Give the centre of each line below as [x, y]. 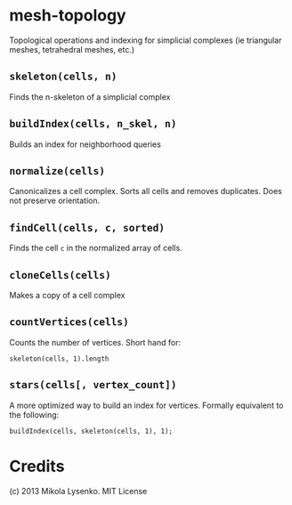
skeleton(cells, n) [63, 77]
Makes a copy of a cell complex [67, 295]
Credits [37, 466]
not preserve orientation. [55, 200]
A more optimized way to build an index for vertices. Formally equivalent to [146, 405]
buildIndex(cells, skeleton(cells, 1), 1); [91, 431]
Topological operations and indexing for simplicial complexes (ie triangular [146, 40]
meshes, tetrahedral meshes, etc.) [72, 49]
